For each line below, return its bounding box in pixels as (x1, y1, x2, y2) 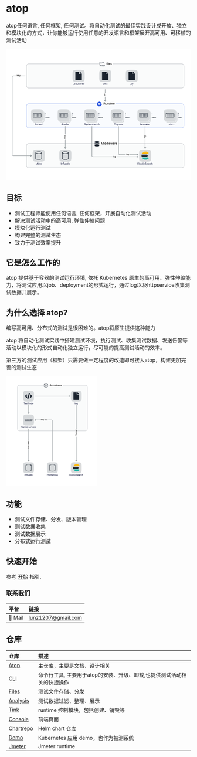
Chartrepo (8, 725, 33, 732)
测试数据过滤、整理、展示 (38, 697, 100, 704)
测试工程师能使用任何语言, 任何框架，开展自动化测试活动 (14, 209, 151, 216)
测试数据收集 (14, 522, 46, 529)
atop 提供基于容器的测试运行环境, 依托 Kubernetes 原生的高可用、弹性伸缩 (6, 274, 186, 281)
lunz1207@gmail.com (28, 614, 82, 621)
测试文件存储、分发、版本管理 (14, 515, 87, 522)
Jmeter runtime (38, 742, 75, 749)
